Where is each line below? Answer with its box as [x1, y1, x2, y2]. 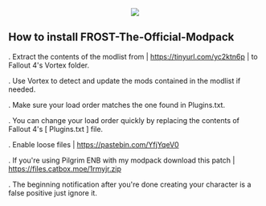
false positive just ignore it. [8, 187, 98, 197]
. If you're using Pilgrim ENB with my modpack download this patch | [8, 155, 235, 165]
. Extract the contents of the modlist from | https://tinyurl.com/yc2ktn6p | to [8, 51, 259, 61]
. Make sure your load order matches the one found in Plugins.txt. [8, 100, 226, 109]
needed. [8, 84, 36, 94]
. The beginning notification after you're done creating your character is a [8, 179, 252, 189]
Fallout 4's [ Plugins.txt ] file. [8, 124, 103, 134]
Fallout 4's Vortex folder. [8, 60, 90, 70]
